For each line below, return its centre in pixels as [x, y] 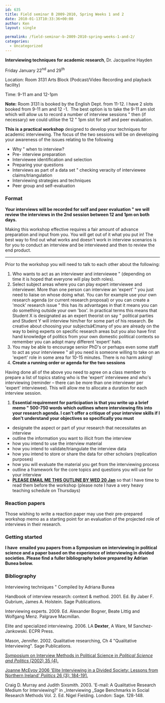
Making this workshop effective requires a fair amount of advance [72, 229]
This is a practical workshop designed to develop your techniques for [76, 129]
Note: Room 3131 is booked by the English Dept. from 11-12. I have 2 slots [79, 104]
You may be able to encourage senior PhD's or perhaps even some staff [85, 347]
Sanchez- [143, 626]
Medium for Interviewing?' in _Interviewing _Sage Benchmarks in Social [77, 690]
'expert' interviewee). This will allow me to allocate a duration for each [76, 388]
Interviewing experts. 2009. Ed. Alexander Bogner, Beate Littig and [72, 611]
